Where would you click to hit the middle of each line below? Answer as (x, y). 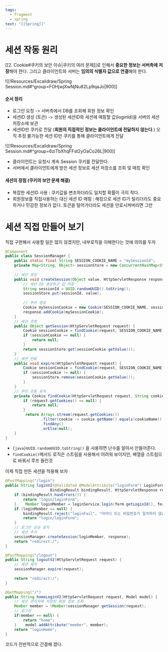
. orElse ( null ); (56, 429)
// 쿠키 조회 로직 (30, 391)
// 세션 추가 (26, 532)
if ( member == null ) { (36, 616)
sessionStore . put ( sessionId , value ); (62, 293)
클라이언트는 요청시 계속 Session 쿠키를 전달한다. (60, 161)
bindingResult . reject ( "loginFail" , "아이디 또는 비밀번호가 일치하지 (90, 514)
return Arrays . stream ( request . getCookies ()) (72, 415)
